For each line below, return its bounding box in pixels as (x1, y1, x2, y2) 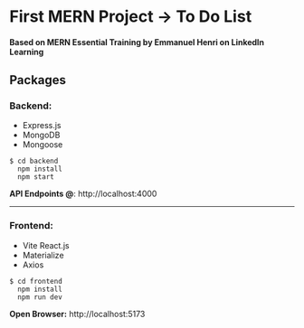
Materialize (22, 249, 65, 260)
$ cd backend (9, 156, 59, 166)
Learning (9, 46, 44, 57)
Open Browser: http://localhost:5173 (9, 308, 146, 319)
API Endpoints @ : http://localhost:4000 (9, 188, 157, 200)
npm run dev (17, 292, 63, 302)
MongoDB (22, 129, 61, 141)
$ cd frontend (9, 276, 63, 286)
